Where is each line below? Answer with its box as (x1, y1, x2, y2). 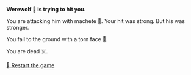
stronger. (6, 24, 29, 31)
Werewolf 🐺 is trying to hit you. (6, 6, 87, 13)
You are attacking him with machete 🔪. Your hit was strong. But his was (6, 18, 185, 24)
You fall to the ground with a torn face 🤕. (6, 36, 108, 42)
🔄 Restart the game (6, 62, 55, 69)
